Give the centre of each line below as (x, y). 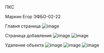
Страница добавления (28, 36)
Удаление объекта (25, 45)
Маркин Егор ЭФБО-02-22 (33, 16)
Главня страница (23, 26)
